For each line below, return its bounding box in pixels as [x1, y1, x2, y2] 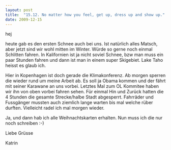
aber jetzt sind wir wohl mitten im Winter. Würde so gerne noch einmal [5, 46, 153, 53]
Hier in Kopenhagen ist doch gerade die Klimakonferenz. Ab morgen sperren [5, 72, 166, 79]
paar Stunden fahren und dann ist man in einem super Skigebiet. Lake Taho [5, 57, 163, 63]
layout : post [5, 7, 33, 13]
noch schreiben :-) [5, 120, 44, 127]
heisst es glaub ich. [5, 62, 46, 69]
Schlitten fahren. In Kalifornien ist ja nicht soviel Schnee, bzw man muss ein [5, 52, 164, 58]
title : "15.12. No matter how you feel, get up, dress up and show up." [5, 12, 165, 17]
